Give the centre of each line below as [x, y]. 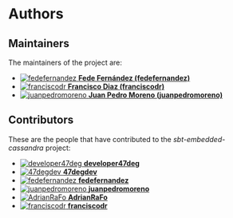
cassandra [26, 148]
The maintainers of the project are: [65, 62]
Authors [36, 14]
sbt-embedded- [199, 139]
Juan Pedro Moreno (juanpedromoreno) [156, 95]
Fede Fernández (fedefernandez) [134, 78]
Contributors [41, 120]
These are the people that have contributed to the [90, 139]
